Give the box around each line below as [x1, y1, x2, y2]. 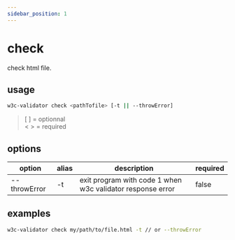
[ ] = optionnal [24, 115, 66, 123]
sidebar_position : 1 [7, 10, 68, 17]
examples [7, 208, 51, 220]
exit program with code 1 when [79, 176, 182, 185]
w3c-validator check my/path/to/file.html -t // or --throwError [7, 226, 201, 233]
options [7, 143, 42, 155]
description [114, 164, 154, 174]
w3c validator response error [79, 184, 176, 194]
